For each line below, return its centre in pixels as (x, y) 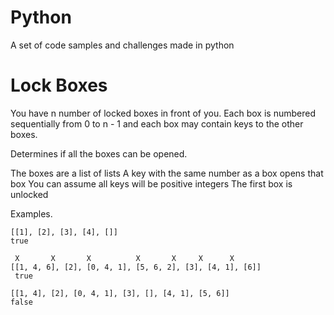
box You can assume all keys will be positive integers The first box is (151, 183)
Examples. (31, 213)
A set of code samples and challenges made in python (122, 45)
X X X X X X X (124, 258)
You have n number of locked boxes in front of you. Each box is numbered (163, 113)
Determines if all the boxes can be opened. (99, 153)
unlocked (29, 194)
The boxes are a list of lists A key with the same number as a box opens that (167, 173)
